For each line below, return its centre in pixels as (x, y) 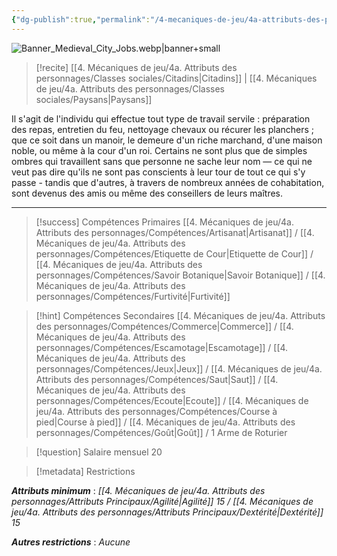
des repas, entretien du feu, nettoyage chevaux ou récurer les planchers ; (163, 129)
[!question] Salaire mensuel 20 (99, 452)
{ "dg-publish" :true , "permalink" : (81, 19)
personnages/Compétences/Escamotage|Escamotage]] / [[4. (162, 347)
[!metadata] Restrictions (85, 471)
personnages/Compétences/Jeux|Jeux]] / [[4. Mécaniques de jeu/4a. (179, 368)
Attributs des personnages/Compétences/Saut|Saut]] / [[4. (157, 379)
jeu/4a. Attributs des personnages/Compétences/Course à (156, 411)
